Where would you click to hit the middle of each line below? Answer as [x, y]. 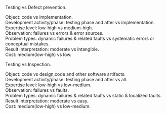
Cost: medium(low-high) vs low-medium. [48, 106]
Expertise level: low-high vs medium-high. [49, 28]
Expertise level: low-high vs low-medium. [48, 85]
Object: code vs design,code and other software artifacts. [66, 74]
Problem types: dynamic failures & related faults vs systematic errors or [80, 38]
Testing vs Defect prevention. [36, 7]
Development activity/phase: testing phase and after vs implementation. [80, 22]
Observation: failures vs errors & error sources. [54, 33]
